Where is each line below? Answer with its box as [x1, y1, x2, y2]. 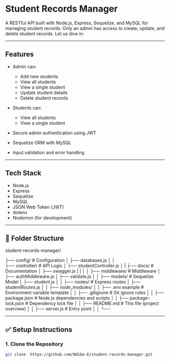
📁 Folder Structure [5, 234, 64, 242]
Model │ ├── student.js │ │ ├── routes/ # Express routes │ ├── [5, 279, 141, 285]
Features [5, 50, 34, 59]
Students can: [12, 104, 42, 111]
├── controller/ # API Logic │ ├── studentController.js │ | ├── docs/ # [5, 263, 154, 269]
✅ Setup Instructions [5, 325, 72, 334]
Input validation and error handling [12, 149, 85, 155]
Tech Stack [5, 169, 41, 177]
